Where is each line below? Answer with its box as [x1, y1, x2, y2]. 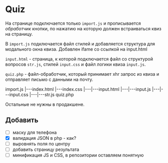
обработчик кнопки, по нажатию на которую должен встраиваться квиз [5, 25, 161, 31]
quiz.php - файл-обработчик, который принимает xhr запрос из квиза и [5, 71, 159, 77]
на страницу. [5, 31, 33, 37]
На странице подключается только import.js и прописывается [5, 20, 141, 26]
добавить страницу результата [12, 146, 80, 152]
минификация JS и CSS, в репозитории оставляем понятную [12, 152, 144, 158]
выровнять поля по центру [12, 140, 71, 147]
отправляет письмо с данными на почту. [5, 76, 93, 82]
